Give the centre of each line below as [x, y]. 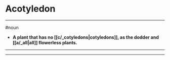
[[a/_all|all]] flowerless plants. [45, 42]
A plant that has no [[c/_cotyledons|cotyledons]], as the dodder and [86, 37]
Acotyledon [30, 9]
